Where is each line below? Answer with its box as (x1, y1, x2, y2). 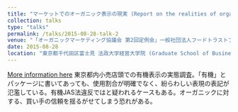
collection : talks (7, 17, 62, 24)
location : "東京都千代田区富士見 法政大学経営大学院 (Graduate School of (7, 50, 210, 57)
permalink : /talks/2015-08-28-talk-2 (7, 30, 119, 38)
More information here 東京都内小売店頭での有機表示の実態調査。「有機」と (7, 70, 227, 79)
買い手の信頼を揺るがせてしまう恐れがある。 (25, 96, 157, 105)
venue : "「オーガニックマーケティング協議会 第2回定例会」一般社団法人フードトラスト (7, 37, 229, 44)
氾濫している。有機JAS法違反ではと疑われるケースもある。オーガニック (7, 88, 217, 96)
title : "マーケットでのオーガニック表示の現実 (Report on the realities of (7, 10, 217, 18)
